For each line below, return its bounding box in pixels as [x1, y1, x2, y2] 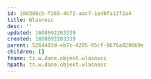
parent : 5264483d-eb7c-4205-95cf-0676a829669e [7, 42, 144, 49]
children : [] [7, 49, 45, 56]
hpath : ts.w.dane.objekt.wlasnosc [7, 61, 107, 68]
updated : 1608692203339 [7, 29, 76, 36]
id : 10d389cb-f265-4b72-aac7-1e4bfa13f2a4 [7, 10, 132, 17]
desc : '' [7, 23, 33, 30]
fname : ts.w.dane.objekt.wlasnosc [7, 55, 107, 62]
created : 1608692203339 [7, 36, 76, 43]
